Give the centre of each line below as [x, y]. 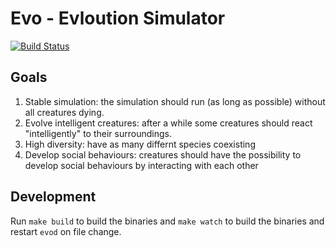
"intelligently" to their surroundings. [98, 133]
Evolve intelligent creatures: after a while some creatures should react [168, 123]
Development [53, 197]
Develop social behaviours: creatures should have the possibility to [163, 154]
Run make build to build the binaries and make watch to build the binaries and [167, 221]
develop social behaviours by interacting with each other [141, 165]
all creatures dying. [64, 112]
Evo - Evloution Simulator [118, 18]
